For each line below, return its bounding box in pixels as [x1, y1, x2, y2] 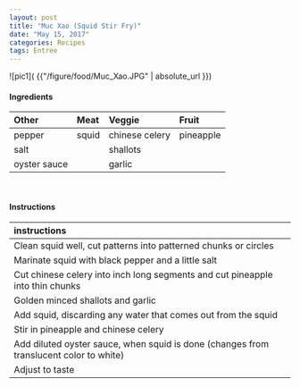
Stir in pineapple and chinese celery [13, 323, 164, 335]
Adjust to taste [13, 363, 75, 375]
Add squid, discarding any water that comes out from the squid [13, 308, 279, 321]
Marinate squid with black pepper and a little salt [13, 254, 217, 266]
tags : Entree [9, 46, 58, 55]
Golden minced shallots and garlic [13, 294, 156, 307]
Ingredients [9, 91, 54, 102]
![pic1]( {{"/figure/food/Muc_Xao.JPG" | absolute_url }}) [9, 71, 212, 81]
